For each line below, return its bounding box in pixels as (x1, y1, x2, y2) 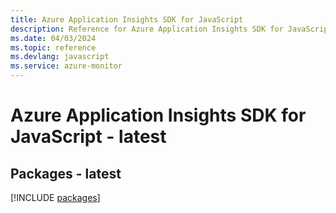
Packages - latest (10, 165, 122, 182)
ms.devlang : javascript (10, 52, 110, 62)
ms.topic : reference (10, 42, 97, 53)
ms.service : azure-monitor (10, 61, 123, 71)
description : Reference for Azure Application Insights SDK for (10, 24, 284, 34)
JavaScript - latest (10, 126, 167, 148)
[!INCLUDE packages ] (10, 192, 101, 203)
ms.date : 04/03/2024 (10, 33, 97, 43)
